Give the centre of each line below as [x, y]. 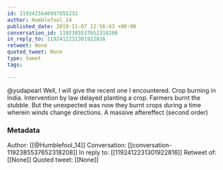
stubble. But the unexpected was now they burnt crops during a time [104, 105]
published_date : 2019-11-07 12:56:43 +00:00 [72, 26]
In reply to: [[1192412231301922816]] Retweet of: [148, 152]
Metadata [23, 130]
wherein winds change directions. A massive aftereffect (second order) [108, 112]
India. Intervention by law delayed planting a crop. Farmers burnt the [104, 98]
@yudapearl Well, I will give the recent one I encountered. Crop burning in [111, 90]
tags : [15, 65]
